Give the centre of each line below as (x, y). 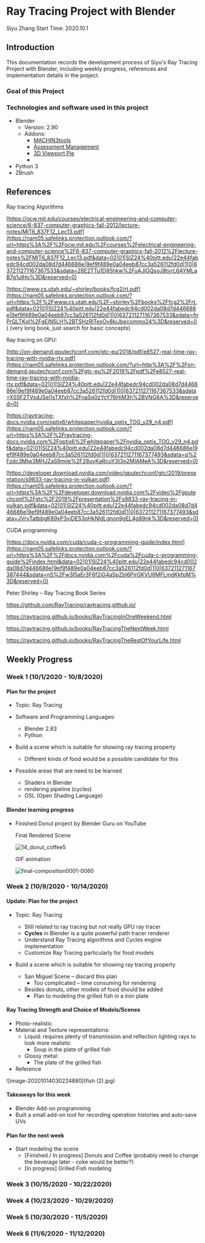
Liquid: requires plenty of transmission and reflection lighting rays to (110, 1036)
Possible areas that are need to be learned (68, 771)
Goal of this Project (35, 91)
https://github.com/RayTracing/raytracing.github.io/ (71, 604)
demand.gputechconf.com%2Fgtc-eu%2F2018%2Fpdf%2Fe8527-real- (96, 371)
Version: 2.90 (41, 127)
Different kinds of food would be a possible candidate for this (101, 759)
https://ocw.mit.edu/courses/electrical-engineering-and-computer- (93, 218)
